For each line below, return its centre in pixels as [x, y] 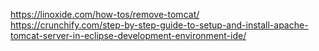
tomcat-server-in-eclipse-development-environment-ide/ [128, 35]
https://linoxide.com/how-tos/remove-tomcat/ [105, 14]
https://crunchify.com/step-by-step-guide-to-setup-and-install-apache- [159, 25]
